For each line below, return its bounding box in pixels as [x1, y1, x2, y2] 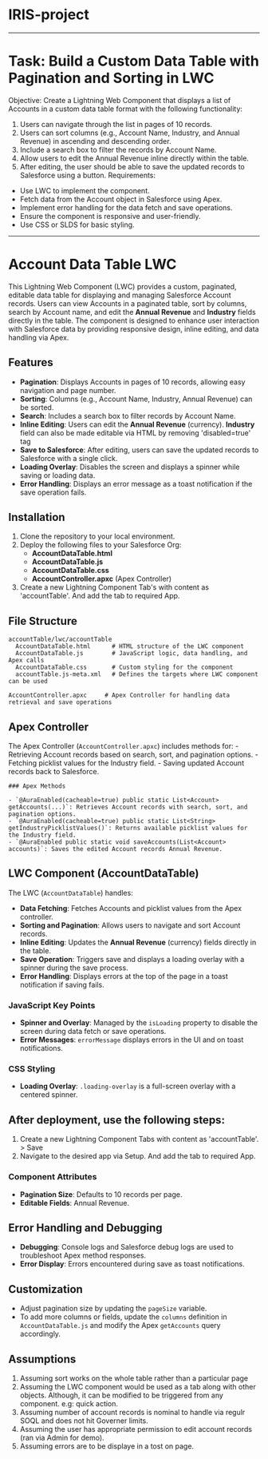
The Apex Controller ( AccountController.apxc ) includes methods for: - [8, 741, 239, 751]
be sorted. [19, 402, 54, 412]
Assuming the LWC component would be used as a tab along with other [19, 1382, 257, 1392]
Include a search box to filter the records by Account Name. [19, 145, 217, 154]
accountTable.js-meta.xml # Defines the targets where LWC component [15, 670, 259, 678]
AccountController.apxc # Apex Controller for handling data [8, 691, 230, 700]
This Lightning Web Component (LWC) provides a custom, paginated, [8, 281, 237, 291]
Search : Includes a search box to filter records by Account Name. [19, 411, 236, 420]
